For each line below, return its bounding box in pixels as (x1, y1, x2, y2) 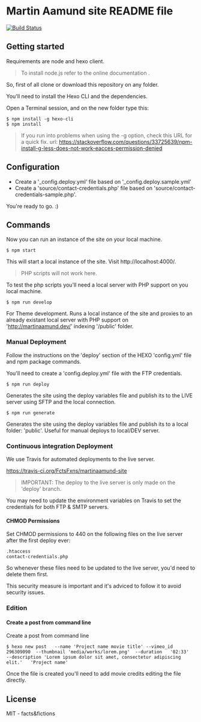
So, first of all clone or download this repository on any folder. (6, 81, 159, 88)
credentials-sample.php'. (14, 191, 77, 198)
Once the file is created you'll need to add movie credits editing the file (6, 670, 181, 677)
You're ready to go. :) (6, 202, 59, 210)
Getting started (6, 42, 65, 52)
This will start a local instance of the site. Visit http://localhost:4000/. (6, 258, 176, 266)
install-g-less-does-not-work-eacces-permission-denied (20, 145, 163, 152)
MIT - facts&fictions (6, 710, 56, 717)
